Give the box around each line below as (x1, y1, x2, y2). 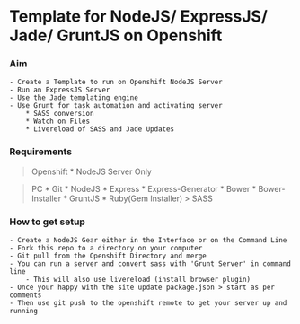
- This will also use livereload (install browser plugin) (25, 276, 251, 285)
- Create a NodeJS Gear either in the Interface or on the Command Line (9, 236, 287, 245)
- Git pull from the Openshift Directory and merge (9, 251, 207, 261)
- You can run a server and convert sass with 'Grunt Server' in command (9, 259, 292, 268)
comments (9, 291, 42, 300)
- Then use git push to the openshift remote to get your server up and (9, 299, 287, 308)
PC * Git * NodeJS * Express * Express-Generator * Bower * (31, 183, 257, 194)
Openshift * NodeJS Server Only (31, 166, 153, 177)
